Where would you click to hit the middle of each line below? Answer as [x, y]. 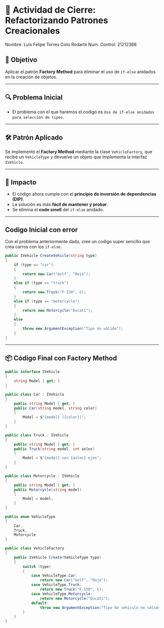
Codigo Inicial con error [41, 230]
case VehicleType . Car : [54, 576]
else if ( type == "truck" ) [41, 283]
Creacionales [32, 31]
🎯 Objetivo [21, 60]
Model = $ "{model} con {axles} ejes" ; [62, 458]
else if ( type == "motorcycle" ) [47, 301]
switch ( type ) [37, 566]
